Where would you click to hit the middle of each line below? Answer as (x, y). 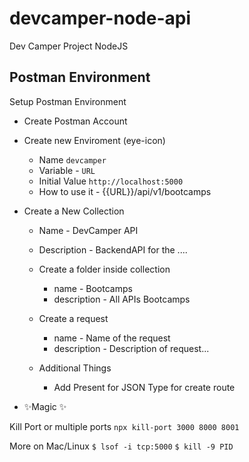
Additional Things (75, 368)
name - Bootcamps (93, 288)
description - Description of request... (131, 348)
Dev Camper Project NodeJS (69, 46)
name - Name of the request (112, 338)
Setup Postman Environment (68, 101)
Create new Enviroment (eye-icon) (94, 140)
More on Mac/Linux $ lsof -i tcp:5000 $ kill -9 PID (121, 446)
